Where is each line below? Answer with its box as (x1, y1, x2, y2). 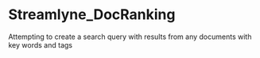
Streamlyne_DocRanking (8, 6, 176, 24)
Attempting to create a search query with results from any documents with (8, 32, 252, 41)
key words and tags (8, 40, 73, 49)
